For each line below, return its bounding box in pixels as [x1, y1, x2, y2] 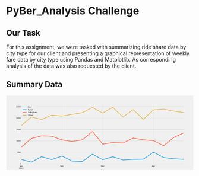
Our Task [6, 28, 40, 38]
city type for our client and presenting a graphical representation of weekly [6, 50, 190, 57]
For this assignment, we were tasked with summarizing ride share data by [6, 43, 187, 50]
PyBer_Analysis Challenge [6, 4, 140, 18]
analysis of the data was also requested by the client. [6, 62, 137, 69]
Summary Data [6, 79, 63, 89]
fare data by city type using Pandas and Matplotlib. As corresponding [6, 56, 176, 63]
